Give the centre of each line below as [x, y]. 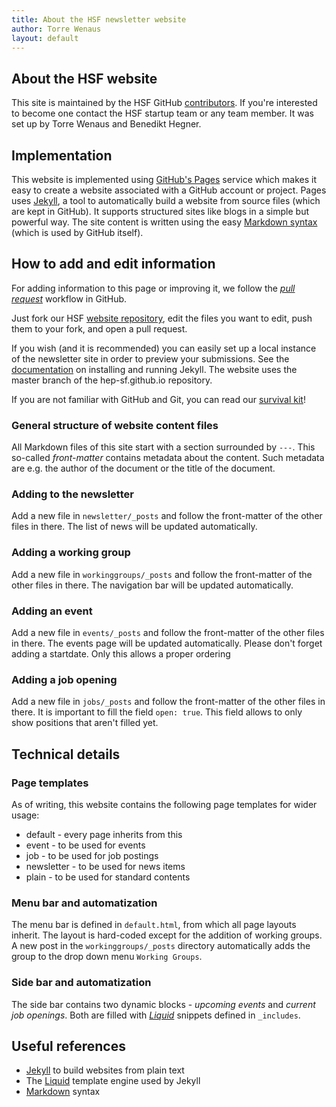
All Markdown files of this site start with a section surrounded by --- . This [163, 447]
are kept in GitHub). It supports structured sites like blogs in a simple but [160, 211]
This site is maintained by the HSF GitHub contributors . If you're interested [164, 103]
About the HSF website [84, 78]
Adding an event [52, 611]
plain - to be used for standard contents [108, 877]
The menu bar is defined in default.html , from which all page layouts [154, 925]
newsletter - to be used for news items [105, 866]
